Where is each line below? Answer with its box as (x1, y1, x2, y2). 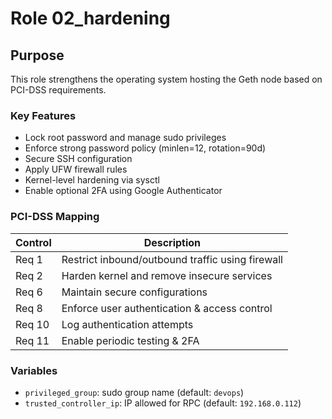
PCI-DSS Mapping (10, 210, 100, 224)
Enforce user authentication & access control (61, 301, 273, 315)
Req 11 (15, 333, 50, 347)
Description (143, 235, 202, 249)
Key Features (10, 108, 77, 122)
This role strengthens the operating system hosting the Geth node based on (10, 73, 323, 85)
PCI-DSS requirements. (10, 84, 107, 96)
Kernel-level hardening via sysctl (24, 174, 160, 186)
